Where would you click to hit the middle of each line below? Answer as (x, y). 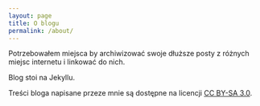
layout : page (30, 16)
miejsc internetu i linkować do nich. (67, 62)
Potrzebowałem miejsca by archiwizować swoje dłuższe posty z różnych (129, 54)
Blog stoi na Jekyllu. (41, 78)
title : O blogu (34, 23)
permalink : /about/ (41, 31)
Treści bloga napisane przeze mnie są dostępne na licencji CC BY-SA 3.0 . (130, 93)
